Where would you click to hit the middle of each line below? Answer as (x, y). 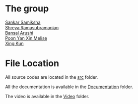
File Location (32, 64)
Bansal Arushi (19, 33)
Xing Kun (14, 43)
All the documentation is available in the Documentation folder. (69, 87)
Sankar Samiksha (23, 22)
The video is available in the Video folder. (47, 96)
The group (27, 9)
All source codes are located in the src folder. (52, 77)
